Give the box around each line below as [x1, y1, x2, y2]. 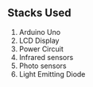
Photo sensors [18, 61, 67, 70]
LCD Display [18, 36, 60, 45]
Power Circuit [18, 43, 64, 54]
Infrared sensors [18, 52, 74, 62]
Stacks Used [7, 6, 72, 20]
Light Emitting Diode [18, 69, 86, 78]
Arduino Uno [18, 27, 61, 36]
